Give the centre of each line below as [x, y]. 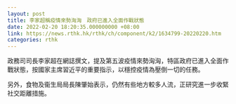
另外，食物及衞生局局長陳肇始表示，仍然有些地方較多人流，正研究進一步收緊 [118, 84]
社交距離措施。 [29, 93]
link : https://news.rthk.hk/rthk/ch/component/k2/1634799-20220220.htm [114, 33]
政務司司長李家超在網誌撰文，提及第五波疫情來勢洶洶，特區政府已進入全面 [115, 61]
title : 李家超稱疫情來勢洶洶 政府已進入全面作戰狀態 [76, 20]
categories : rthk [33, 40]
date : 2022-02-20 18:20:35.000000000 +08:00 [73, 27]
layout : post [26, 14]
